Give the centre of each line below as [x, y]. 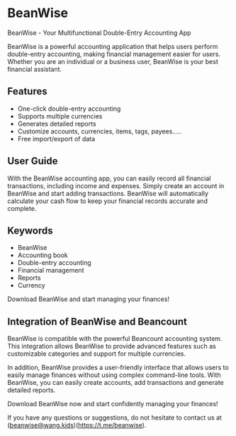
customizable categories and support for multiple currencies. [97, 354]
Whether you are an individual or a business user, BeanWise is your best [113, 61]
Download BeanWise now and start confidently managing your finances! [113, 404]
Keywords [30, 230]
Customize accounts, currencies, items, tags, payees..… [100, 131]
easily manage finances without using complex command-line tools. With [114, 375]
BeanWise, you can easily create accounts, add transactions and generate [116, 383]
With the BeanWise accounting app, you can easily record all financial [109, 178]
